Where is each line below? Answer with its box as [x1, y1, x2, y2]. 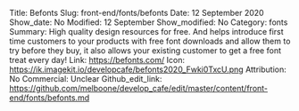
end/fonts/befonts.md [9, 92, 90, 103]
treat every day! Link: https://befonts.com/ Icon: [9, 55, 186, 65]
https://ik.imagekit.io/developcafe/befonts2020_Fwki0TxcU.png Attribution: [9, 64, 287, 75]
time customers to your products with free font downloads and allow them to [9, 36, 291, 46]
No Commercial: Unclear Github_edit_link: [9, 74, 162, 83]
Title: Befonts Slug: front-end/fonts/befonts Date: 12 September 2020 [9, 8, 265, 18]
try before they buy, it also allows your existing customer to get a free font [9, 45, 281, 56]
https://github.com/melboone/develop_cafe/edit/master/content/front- [9, 83, 269, 93]
